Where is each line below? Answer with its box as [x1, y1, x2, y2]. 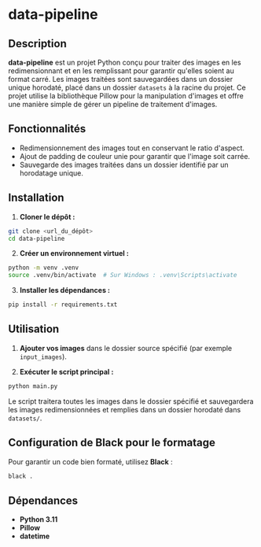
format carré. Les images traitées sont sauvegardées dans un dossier [8, 75, 233, 83]
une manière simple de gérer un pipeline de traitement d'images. [8, 100, 218, 109]
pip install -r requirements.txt [8, 301, 118, 309]
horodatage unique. [19, 168, 84, 178]
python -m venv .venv [8, 264, 79, 272]
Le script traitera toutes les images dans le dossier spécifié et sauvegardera [8, 396, 254, 406]
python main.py [8, 382, 58, 390]
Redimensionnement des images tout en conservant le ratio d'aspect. [19, 143, 245, 153]
